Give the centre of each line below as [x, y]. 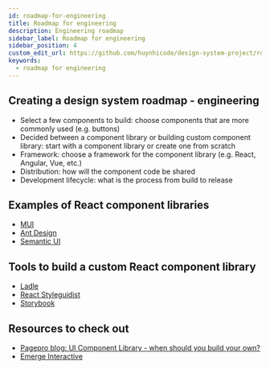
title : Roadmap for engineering [62, 23]
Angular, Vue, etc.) [51, 162]
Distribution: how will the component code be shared [107, 171]
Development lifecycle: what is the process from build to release [126, 180]
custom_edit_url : [37, 53]
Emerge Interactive [51, 356]
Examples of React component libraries [109, 205]
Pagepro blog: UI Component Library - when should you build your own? [140, 348]
